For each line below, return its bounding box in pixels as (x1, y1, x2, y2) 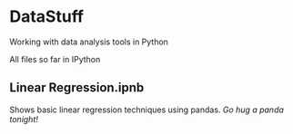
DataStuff (9, 6, 85, 27)
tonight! (9, 113, 39, 124)
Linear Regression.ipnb (9, 80, 145, 96)
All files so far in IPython (9, 53, 101, 64)
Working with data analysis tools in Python (9, 36, 168, 47)
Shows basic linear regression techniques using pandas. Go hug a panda (9, 104, 285, 115)
